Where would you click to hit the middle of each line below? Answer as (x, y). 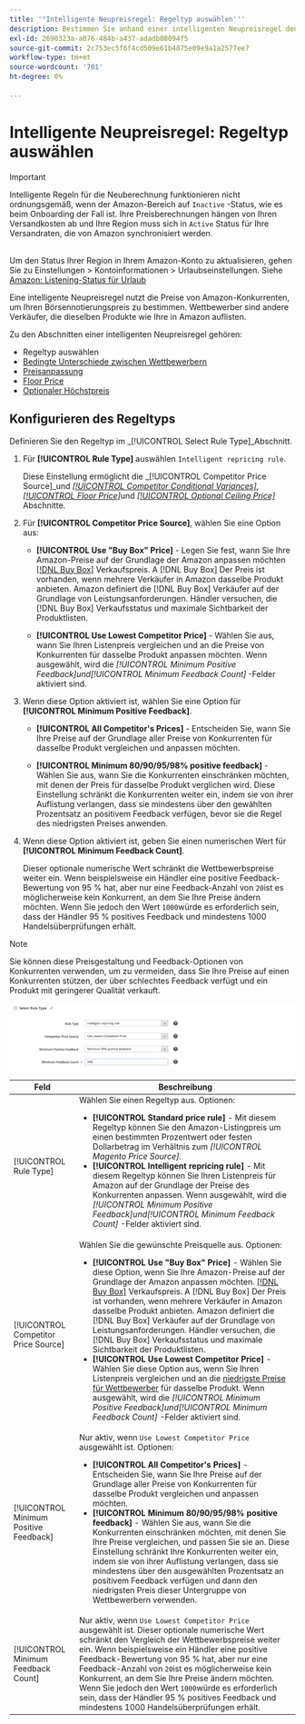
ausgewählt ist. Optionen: (126, 1447)
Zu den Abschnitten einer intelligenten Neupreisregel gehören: (126, 334)
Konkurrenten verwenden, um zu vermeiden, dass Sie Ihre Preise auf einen (149, 971)
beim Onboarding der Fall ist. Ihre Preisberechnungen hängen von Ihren (143, 214)
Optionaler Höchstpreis (66, 390)
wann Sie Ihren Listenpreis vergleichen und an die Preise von (150, 644)
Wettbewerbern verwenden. (145, 1599)
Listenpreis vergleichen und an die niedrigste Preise (189, 1378)
